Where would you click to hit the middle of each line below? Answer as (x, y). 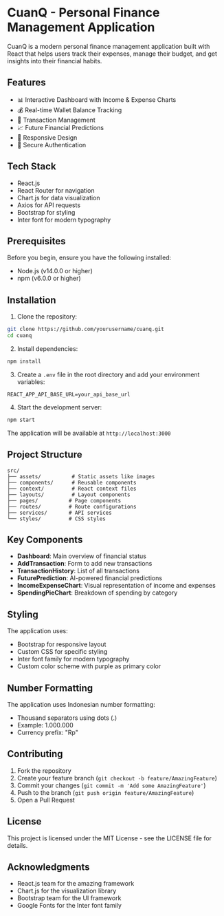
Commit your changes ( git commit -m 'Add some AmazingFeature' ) (111, 785)
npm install (24, 361)
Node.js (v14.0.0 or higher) (55, 271)
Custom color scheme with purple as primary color (89, 666)
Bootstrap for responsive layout (61, 644)
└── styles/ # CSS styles (57, 519)
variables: (31, 382)
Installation (32, 300)
